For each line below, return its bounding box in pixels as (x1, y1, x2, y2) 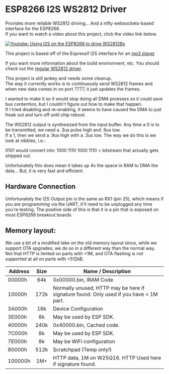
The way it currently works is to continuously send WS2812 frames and (5, 81, 153, 87)
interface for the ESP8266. (5, 25, 60, 31)
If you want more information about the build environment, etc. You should (5, 60, 159, 66)
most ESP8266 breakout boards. (5, 211, 73, 217)
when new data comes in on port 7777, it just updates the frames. (5, 86, 141, 92)
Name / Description (83, 268, 131, 275)
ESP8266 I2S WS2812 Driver (5, 4, 127, 15)
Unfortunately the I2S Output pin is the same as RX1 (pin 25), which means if (5, 195, 164, 202)
